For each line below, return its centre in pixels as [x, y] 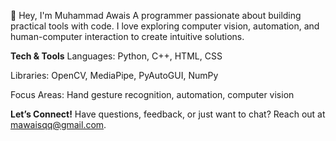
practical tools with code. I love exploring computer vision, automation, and [165, 26]
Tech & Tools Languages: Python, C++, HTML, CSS [116, 56]
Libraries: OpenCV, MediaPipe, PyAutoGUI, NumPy [114, 75]
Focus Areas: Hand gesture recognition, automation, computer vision [152, 94]
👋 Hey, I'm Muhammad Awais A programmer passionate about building [156, 15]
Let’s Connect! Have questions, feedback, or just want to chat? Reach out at [168, 114]
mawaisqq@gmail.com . [58, 124]
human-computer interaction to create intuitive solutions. [127, 36]
